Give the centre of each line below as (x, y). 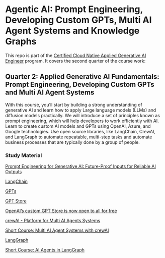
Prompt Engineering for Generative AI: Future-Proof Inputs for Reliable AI (80, 166)
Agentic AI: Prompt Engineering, (74, 9)
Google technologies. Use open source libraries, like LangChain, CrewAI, (80, 131)
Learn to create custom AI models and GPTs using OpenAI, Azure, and (78, 126)
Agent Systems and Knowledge (72, 31)
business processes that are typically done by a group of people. (72, 142)
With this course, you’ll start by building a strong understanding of (74, 105)
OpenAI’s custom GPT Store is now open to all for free (61, 211)
